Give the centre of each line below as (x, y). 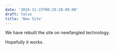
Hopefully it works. (24, 42)
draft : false (19, 14)
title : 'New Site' (24, 19)
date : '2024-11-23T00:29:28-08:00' (42, 10)
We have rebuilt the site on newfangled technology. (57, 33)
